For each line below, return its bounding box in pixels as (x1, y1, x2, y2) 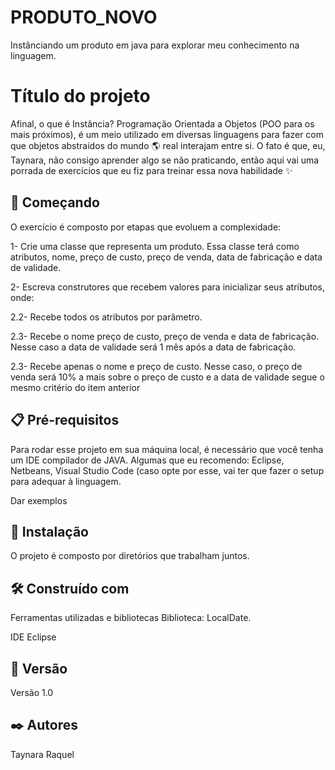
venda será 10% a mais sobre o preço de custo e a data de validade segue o (10, 371, 325, 383)
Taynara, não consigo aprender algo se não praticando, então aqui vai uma (10, 154, 320, 166)
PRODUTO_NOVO (10, 6, 158, 29)
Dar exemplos (10, 494, 68, 506)
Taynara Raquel (10, 748, 75, 760)
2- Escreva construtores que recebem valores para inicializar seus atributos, (10, 281, 326, 293)
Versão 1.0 (10, 686, 54, 698)
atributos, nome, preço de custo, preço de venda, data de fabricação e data (10, 251, 323, 263)
